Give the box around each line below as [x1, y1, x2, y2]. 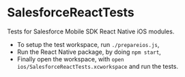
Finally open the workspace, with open [16, 55, 124, 63]
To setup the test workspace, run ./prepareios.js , [16, 40, 160, 48]
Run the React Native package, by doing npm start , [16, 48, 162, 56]
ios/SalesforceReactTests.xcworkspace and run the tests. [16, 62, 179, 70]
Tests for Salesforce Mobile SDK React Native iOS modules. [7, 27, 175, 35]
